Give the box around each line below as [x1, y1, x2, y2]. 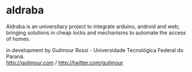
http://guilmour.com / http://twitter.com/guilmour [6, 59, 124, 66]
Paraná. [6, 53, 25, 60]
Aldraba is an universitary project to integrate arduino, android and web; [6, 23, 180, 30]
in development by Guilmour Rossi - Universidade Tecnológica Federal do [6, 46, 184, 53]
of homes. [6, 35, 31, 42]
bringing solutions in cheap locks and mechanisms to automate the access [6, 29, 186, 36]
